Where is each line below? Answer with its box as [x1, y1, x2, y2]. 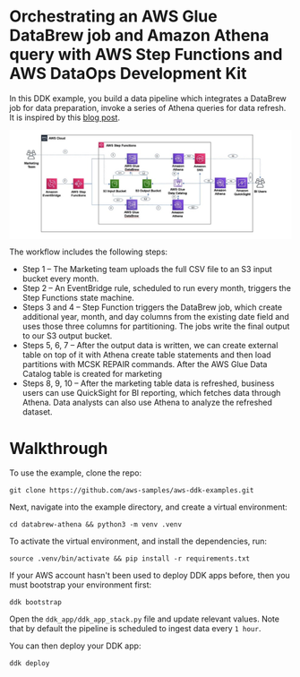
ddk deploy [9, 659, 50, 668]
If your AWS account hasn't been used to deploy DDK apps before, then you [9, 570, 291, 581]
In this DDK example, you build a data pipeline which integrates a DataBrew [9, 92, 287, 104]
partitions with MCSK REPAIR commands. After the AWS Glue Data [21, 359, 268, 370]
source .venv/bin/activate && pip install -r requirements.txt [9, 554, 251, 563]
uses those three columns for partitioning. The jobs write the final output [21, 321, 290, 332]
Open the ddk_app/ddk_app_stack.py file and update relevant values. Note [9, 613, 280, 624]
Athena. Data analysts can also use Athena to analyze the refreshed [21, 397, 273, 408]
